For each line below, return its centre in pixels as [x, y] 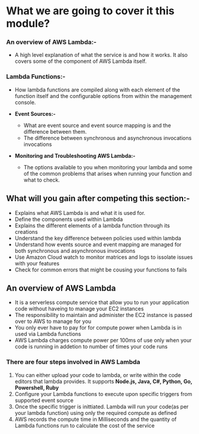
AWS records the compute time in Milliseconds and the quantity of [95, 419]
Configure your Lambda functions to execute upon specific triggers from [103, 394]
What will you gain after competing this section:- [98, 199]
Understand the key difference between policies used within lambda [98, 238]
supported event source [44, 400]
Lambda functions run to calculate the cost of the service [85, 425]
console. [25, 102]
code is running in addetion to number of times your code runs [91, 347]
